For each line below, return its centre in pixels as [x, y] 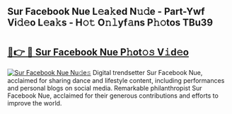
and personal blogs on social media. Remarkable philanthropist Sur [105, 88]
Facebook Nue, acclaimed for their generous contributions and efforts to [113, 96]
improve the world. [35, 103]
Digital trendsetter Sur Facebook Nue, [148, 73]
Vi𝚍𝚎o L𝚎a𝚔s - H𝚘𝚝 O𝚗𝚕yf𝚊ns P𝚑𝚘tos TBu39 [110, 23]
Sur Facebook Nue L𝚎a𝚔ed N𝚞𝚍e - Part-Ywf [106, 12]
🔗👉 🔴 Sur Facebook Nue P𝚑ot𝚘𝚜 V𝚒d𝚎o [98, 52]
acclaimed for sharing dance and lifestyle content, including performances [116, 80]
